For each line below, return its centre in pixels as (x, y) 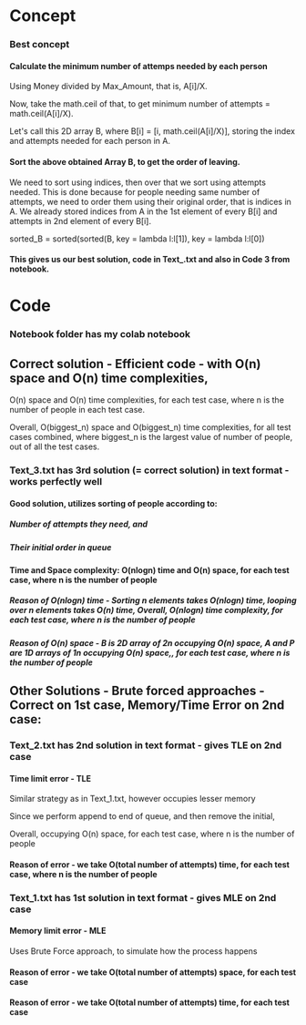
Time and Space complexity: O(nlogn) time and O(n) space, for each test (149, 569)
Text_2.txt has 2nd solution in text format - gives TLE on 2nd (146, 745)
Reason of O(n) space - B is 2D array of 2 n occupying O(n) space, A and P (152, 642)
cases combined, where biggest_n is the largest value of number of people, (151, 437)
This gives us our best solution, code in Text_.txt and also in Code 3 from (150, 260)
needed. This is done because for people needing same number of (135, 191)
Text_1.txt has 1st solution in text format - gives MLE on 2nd (143, 897)
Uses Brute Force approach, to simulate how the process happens (133, 951)
